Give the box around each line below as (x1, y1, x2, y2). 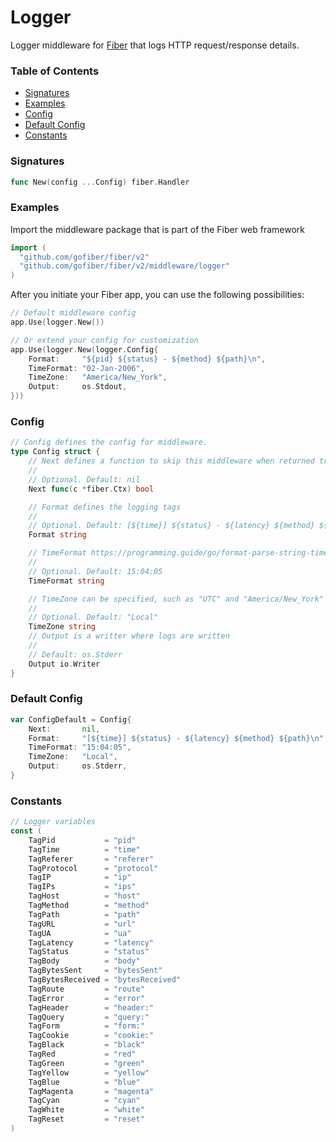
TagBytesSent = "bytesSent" (28, 966, 163, 976)
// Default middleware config (10, 308, 137, 318)
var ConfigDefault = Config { (10, 714, 132, 725)
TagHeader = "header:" (28, 1002, 155, 1013)
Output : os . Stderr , (28, 761, 128, 771)
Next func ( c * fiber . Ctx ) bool (28, 484, 155, 494)
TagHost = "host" (28, 891, 141, 901)
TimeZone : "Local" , (28, 752, 118, 762)
